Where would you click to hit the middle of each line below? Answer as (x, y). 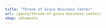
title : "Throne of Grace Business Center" (49, 9)
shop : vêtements (21, 18)
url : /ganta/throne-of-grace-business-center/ (53, 14)
